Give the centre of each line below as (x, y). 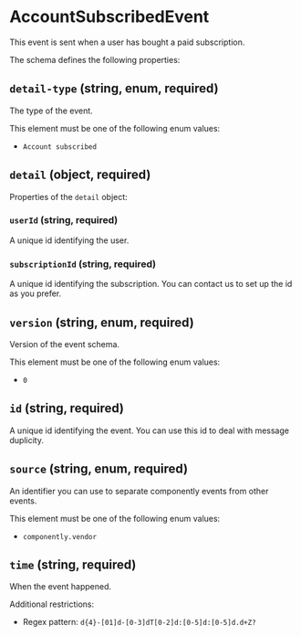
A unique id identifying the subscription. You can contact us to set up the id (151, 284)
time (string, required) (73, 564)
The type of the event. (51, 111)
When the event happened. (61, 587)
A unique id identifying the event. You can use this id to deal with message (150, 430)
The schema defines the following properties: (95, 59)
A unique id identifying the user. (69, 240)
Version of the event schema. (65, 344)
